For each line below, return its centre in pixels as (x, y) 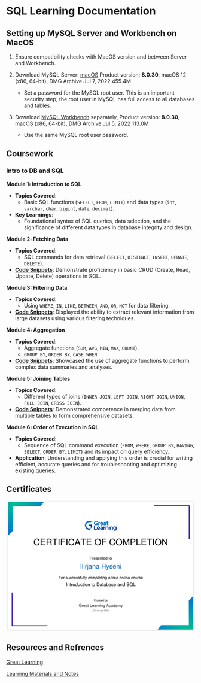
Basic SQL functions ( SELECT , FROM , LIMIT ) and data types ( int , (100, 202)
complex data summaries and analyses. (64, 367)
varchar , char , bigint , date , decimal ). (69, 208)
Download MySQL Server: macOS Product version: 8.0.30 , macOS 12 (100, 75)
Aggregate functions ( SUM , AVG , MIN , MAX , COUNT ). (81, 348)
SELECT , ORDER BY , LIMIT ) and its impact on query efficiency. (97, 451)
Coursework (30, 154)
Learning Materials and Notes (43, 673)
